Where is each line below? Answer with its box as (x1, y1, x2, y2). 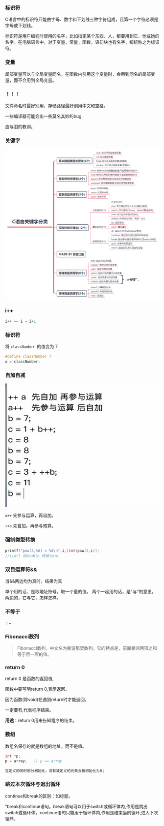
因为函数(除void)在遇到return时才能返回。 (5, 697, 89, 703)
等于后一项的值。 (17, 651, 52, 657)
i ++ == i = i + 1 (5, 319, 36, 324)
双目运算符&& (5, 566, 37, 573)
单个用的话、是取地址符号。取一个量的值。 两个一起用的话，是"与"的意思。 (5, 589, 156, 595)
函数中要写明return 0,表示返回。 (5, 686, 70, 692)
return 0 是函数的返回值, (5, 675, 54, 682)
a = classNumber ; (5, 359, 41, 365)
